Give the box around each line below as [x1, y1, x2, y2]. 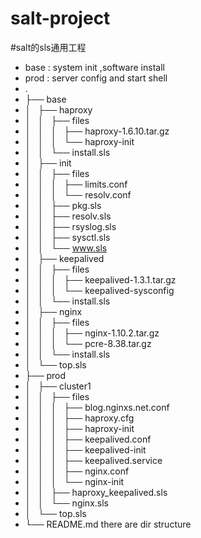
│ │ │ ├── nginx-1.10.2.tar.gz [24, 327, 160, 339]
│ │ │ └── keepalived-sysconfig [24, 284, 175, 296]
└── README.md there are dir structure [24, 518, 192, 530]
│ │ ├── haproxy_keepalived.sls [24, 486, 168, 498]
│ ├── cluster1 [24, 380, 92, 392]
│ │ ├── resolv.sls [24, 210, 112, 222]
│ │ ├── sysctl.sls [24, 231, 111, 243]
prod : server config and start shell [24, 72, 168, 84]
